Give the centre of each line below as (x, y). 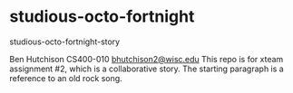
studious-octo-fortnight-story (65, 42)
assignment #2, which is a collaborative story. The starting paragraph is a (146, 69)
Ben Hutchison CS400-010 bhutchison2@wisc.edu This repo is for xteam (146, 59)
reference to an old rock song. (66, 78)
